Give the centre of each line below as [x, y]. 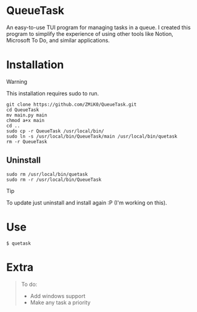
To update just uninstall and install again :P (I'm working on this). [87, 202]
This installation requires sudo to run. [52, 93]
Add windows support [58, 296]
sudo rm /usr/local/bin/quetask [47, 174]
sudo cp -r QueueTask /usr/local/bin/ [55, 131]
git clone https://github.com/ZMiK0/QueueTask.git [72, 104]
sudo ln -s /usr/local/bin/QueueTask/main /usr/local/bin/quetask [92, 136]
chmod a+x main [25, 120]
